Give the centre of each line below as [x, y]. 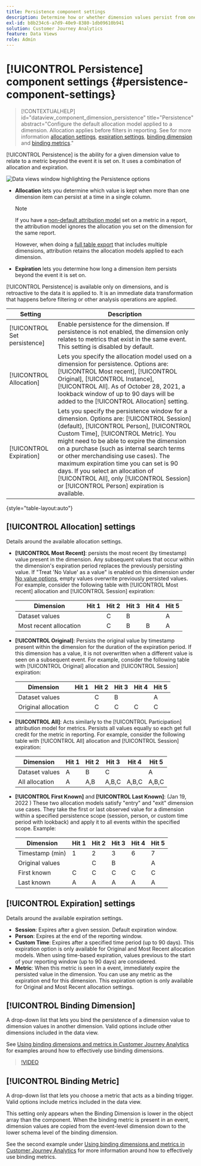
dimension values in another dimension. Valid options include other [89, 1027]
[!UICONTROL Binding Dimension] [71, 1005]
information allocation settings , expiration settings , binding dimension [106, 136]
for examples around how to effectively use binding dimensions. [85, 1050]
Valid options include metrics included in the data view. [74, 1102]
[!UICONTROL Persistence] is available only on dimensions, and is [87, 286]
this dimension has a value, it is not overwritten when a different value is [104, 653]
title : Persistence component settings [56, 12]
